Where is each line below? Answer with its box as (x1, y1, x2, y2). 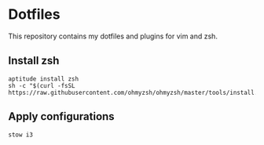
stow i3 (8, 131, 34, 139)
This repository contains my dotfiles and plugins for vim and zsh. (8, 31, 218, 41)
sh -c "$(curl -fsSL (8, 82, 76, 89)
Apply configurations (8, 110, 115, 123)
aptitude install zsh (8, 74, 79, 83)
